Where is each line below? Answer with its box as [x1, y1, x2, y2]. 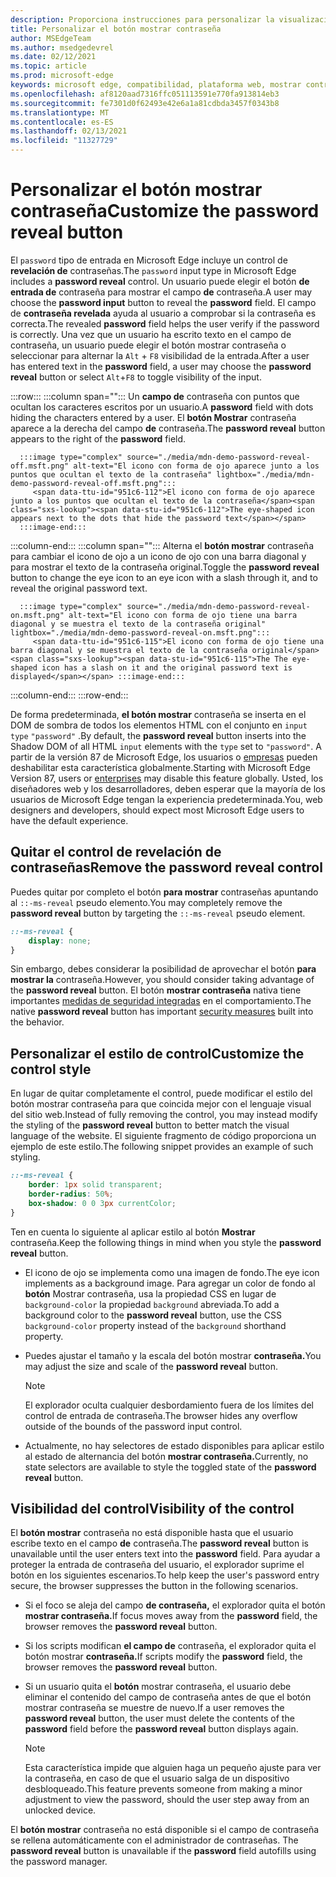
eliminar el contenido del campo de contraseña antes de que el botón [24, 1691, 312, 1703]
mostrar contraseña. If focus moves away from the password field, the [24, 1610, 318, 1622]
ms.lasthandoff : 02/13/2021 [10, 126, 128, 136]
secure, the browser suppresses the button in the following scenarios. [10, 1580, 299, 1592]
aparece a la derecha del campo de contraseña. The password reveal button [10, 422, 326, 434]
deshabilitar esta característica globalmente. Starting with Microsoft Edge [10, 761, 311, 773]
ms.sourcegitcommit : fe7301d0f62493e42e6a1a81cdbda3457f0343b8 [10, 98, 280, 108]
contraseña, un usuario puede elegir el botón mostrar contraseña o [10, 339, 287, 351]
